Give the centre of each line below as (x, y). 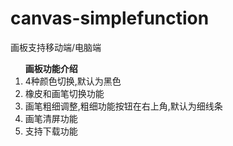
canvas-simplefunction (110, 18)
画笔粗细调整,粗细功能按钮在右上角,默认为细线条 (123, 106)
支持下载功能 (51, 131)
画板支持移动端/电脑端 (56, 47)
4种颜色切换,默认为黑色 (73, 81)
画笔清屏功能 (51, 118)
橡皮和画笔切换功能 (64, 93)
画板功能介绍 (51, 68)
